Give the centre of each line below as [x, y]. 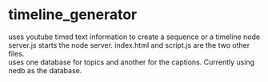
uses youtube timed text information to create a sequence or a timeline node [134, 37]
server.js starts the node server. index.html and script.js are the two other [129, 45]
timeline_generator [73, 15]
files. [16, 53]
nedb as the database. [45, 70]
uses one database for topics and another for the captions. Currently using [131, 62]
